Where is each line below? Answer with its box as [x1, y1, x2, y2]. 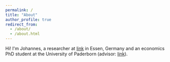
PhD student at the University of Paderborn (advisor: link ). [5, 51, 128, 57]
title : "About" [5, 12, 38, 17]
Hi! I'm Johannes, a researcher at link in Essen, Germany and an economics [5, 46, 165, 51]
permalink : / [5, 7, 33, 13]
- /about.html [10, 31, 40, 36]
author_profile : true [5, 17, 52, 22]
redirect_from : [5, 22, 38, 27]
